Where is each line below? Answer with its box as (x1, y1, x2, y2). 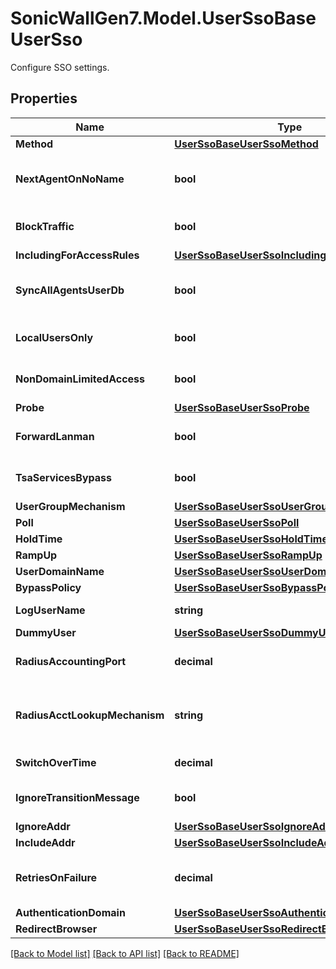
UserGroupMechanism (15, 499, 126, 513)
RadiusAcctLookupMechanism (15, 708, 165, 722)
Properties (10, 90, 78, 107)
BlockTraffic (15, 219, 75, 233)
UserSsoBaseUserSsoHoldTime (174, 532, 328, 546)
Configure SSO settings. (10, 61, 110, 73)
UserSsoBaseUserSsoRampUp (174, 548, 323, 562)
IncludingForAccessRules (15, 248, 140, 262)
